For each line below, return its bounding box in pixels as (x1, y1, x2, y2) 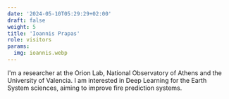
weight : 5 (7, 23, 37, 30)
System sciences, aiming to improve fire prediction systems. (7, 84, 182, 92)
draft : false (7, 17, 46, 24)
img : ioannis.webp (13, 50, 68, 57)
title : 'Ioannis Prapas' (7, 29, 80, 37)
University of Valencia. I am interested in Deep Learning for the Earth (7, 76, 207, 84)
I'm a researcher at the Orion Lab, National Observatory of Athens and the (7, 68, 222, 77)
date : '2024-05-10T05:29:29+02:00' (7, 10, 112, 18)
